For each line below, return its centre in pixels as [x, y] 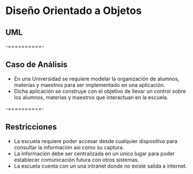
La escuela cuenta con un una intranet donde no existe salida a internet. [100, 166]
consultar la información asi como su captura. [69, 147]
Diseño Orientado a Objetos [74, 11]
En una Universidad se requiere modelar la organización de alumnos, [96, 79]
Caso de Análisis [36, 65]
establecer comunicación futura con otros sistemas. [76, 159]
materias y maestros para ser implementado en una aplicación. [90, 85]
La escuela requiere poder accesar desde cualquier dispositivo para [96, 141]
